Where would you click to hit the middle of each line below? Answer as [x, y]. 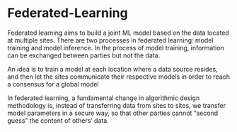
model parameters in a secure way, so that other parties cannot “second [112, 113]
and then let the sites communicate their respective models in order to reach [118, 77]
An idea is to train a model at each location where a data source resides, [112, 69]
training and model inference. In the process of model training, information [116, 48]
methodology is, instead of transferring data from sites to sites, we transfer [117, 105]
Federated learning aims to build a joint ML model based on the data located [118, 33]
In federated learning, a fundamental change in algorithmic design [104, 98]
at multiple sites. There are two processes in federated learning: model [110, 40]
